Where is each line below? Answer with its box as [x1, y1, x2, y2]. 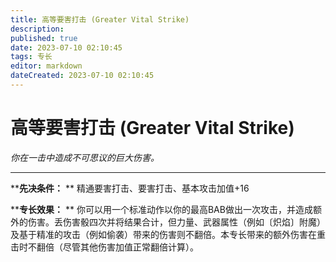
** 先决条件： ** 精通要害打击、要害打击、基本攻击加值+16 [10, 182, 250, 194]
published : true [10, 33, 78, 43]
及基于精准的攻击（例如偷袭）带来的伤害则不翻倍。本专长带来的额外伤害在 [10, 228, 317, 240]
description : [10, 24, 65, 34]
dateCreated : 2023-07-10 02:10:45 [10, 71, 155, 81]
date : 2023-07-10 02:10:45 [10, 42, 123, 53]
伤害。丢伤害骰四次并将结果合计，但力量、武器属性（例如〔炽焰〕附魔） [27, 216, 326, 228]
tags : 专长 [10, 52, 53, 62]
